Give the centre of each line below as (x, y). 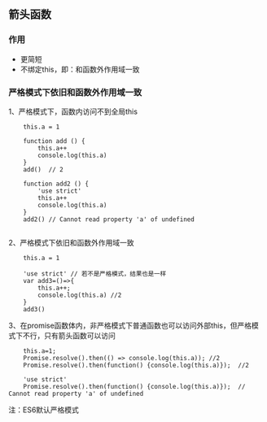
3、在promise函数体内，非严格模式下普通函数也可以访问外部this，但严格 (130, 325)
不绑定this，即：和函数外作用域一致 (80, 69)
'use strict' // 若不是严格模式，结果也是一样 (95, 274)
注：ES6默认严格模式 (44, 410)
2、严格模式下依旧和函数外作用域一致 (71, 242)
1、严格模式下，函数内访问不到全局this (73, 111)
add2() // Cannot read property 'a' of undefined (109, 219)
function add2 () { (56, 184)
